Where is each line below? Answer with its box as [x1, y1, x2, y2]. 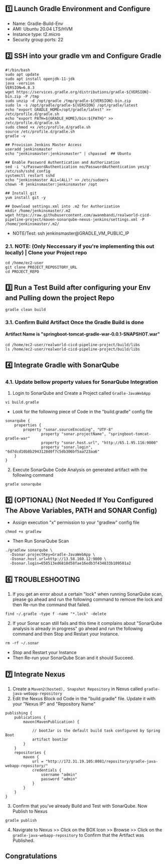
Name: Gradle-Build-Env [12, 20, 64, 27]
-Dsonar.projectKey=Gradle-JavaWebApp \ [10, 552, 95, 557]
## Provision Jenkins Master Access [5, 142, 82, 147]
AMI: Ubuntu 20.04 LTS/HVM [12, 26, 73, 32]
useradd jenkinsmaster [5, 147, 53, 152]
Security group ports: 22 [12, 36, 64, 42]
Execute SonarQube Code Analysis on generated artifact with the [12, 467, 147, 473]
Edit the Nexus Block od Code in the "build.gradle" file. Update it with [12, 695, 156, 701]
